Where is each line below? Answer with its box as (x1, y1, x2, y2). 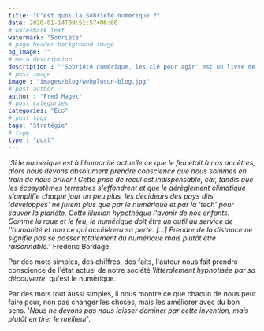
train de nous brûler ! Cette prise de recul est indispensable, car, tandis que (8, 174, 254, 184)
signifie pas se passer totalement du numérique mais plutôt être (8, 233, 217, 243)
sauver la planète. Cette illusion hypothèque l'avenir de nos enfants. (8, 208, 230, 218)
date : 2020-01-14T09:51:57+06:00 (8, 19, 118, 27)
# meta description (8, 56, 73, 64)
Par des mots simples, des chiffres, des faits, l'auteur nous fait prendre (8, 257, 238, 266)
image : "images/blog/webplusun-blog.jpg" (8, 77, 150, 85)
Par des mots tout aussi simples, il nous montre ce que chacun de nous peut (8, 288, 256, 298)
